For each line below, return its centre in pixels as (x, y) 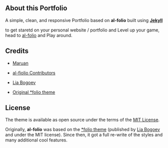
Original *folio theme (34, 92)
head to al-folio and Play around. (39, 35)
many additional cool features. (36, 140)
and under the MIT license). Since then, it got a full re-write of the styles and (84, 135)
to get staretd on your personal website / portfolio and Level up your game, (82, 30)
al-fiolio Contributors (34, 72)
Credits (17, 51)
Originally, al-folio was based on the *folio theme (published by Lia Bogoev (82, 129)
